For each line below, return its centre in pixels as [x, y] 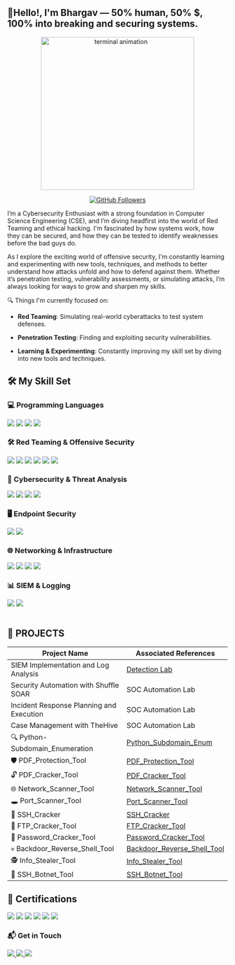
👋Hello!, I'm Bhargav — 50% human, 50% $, [105, 13]
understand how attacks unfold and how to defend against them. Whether [114, 271]
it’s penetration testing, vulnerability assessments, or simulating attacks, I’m [116, 279]
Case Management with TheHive [64, 725]
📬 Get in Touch [34, 936]
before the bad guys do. [42, 243]
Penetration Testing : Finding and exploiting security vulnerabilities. [114, 337]
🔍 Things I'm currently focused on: [58, 300]
